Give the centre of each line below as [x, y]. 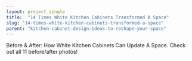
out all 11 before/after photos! [42, 52]
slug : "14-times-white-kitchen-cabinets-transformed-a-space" [85, 23]
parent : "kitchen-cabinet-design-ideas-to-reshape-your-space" [86, 28]
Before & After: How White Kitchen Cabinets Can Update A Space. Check [96, 45]
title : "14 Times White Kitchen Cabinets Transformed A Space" [88, 17]
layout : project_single [36, 12]
